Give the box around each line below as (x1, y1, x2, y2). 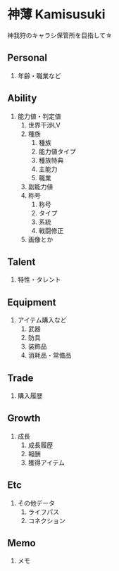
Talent (7, 256, 36, 268)
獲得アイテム (27, 458, 65, 467)
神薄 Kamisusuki (7, 6, 106, 23)
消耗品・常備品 (27, 351, 72, 360)
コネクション (27, 516, 65, 525)
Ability (7, 92, 37, 104)
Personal (7, 52, 48, 64)
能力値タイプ (38, 147, 76, 156)
